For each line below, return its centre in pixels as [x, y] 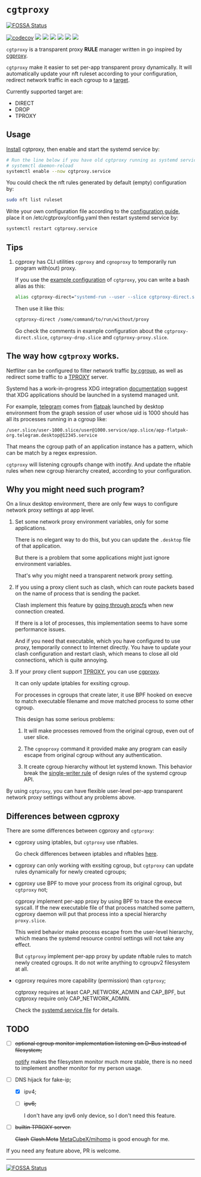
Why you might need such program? [75, 489]
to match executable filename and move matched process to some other [104, 701]
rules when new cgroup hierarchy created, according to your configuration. [99, 470]
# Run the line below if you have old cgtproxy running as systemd [92, 160]
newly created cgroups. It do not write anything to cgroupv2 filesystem [102, 963]
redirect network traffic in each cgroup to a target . [68, 80]
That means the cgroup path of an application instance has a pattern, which [100, 446]
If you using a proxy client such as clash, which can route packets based [104, 587]
